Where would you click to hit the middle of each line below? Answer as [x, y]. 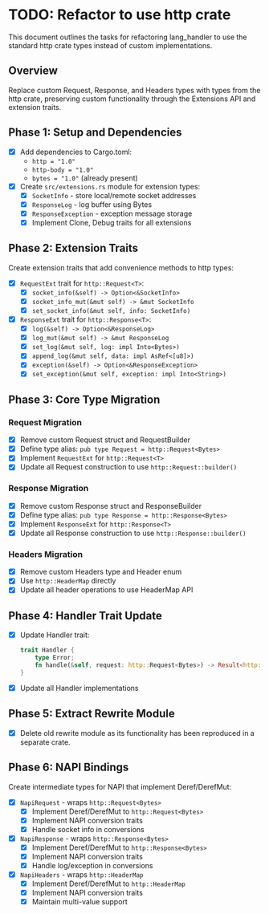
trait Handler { [47, 650]
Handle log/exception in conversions [92, 865]
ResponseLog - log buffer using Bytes [92, 204]
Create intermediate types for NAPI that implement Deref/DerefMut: [120, 786]
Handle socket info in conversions [88, 829]
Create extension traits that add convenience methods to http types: [121, 267]
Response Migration [49, 489]
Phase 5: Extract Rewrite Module [92, 714]
